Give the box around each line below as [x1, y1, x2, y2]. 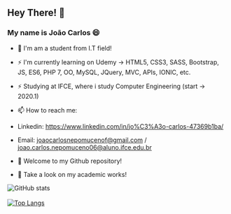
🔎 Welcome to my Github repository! [17, 157, 122, 165]
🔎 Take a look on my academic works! [17, 170, 127, 178]
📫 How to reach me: [17, 106, 78, 114]
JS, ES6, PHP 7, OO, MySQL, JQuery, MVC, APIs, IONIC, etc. [17, 68, 191, 76]
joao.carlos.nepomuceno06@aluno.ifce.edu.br [17, 143, 152, 151]
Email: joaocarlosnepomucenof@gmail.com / [17, 136, 147, 144]
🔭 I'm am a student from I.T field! [17, 43, 112, 52]
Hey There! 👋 [7, 7, 65, 19]
